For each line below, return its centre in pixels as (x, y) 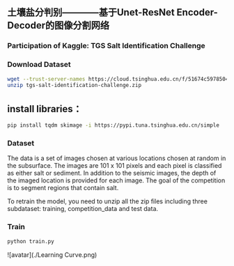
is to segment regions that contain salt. (63, 188)
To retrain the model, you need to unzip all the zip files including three (107, 201)
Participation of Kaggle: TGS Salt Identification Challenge (106, 46)
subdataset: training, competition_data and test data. (83, 209)
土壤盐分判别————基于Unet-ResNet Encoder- (112, 13)
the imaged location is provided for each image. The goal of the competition (116, 180)
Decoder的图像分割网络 (58, 25)
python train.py (31, 241)
